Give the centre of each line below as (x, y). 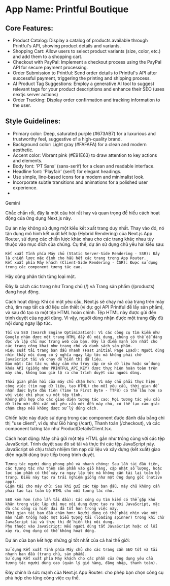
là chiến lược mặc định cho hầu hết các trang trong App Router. (76, 258)
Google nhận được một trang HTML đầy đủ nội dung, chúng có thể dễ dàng (84, 337)
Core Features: (29, 28)
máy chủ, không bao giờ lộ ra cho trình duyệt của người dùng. (74, 373)
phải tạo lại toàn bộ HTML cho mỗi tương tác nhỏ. (60, 491)
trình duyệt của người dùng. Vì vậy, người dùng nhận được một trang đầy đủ (84, 318)
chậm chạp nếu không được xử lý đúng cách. (52, 408)
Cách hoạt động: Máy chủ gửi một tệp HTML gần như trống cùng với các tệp (85, 438)
